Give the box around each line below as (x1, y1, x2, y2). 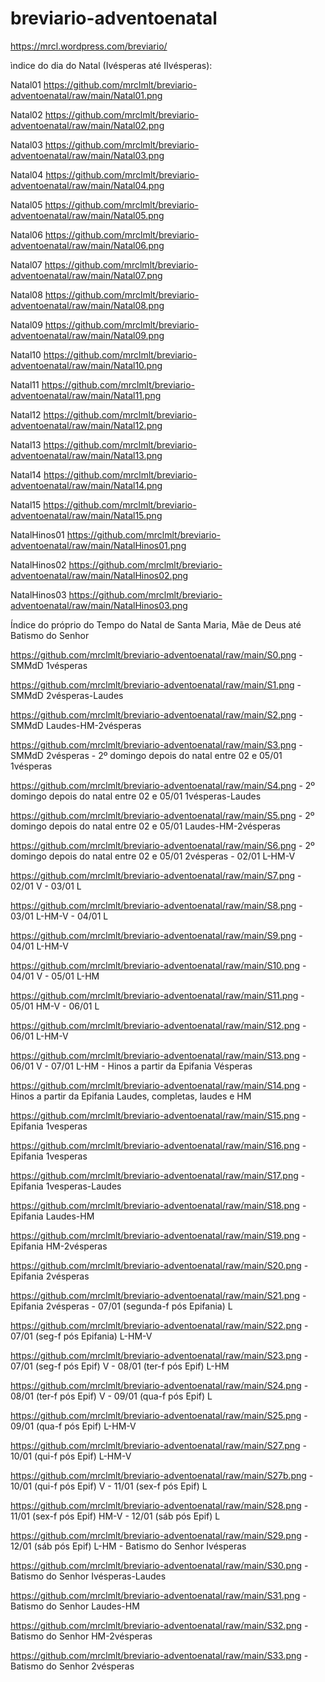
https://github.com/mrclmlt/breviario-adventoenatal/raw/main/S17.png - (10, 1169, 306, 1181)
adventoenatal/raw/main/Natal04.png (10, 179, 165, 191)
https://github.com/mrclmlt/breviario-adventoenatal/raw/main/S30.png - (10, 1559, 309, 1571)
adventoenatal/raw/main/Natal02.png (10, 119, 165, 131)
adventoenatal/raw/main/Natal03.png (10, 149, 165, 161)
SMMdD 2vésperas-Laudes (10, 689, 124, 701)
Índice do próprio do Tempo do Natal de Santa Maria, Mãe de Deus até (10, 618, 302, 631)
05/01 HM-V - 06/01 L (10, 1000, 100, 1012)
